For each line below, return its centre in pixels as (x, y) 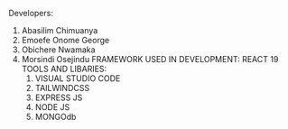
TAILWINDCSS (62, 88)
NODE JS (52, 107)
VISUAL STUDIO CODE (78, 78)
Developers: (31, 13)
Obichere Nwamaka (58, 50)
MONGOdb (56, 117)
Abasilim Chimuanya (60, 30)
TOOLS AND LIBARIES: (64, 69)
